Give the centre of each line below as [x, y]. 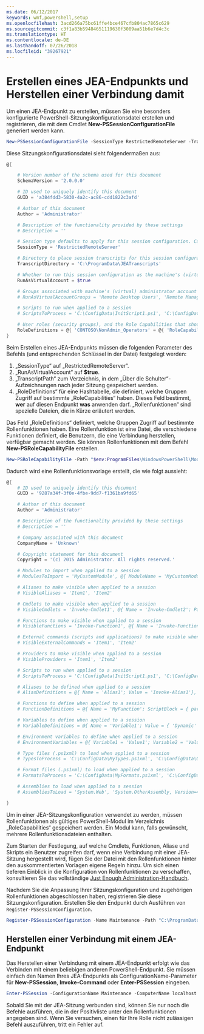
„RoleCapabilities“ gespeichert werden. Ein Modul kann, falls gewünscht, [97, 827]
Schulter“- [158, 378]
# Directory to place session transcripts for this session [95, 258]
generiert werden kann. [36, 130]
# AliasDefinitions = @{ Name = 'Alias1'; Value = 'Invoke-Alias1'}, [107, 692]
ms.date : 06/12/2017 [32, 12]
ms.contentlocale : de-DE [38, 40]
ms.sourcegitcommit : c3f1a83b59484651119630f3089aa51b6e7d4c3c [88, 29]
